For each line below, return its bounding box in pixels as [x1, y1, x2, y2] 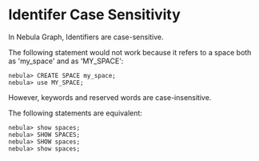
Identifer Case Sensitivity [8, 6, 181, 24]
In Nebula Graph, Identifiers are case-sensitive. [8, 32, 164, 42]
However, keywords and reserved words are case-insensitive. [8, 92, 212, 102]
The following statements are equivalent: [8, 108, 142, 118]
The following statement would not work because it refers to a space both [8, 47, 252, 57]
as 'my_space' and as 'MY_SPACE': [8, 56, 124, 66]
